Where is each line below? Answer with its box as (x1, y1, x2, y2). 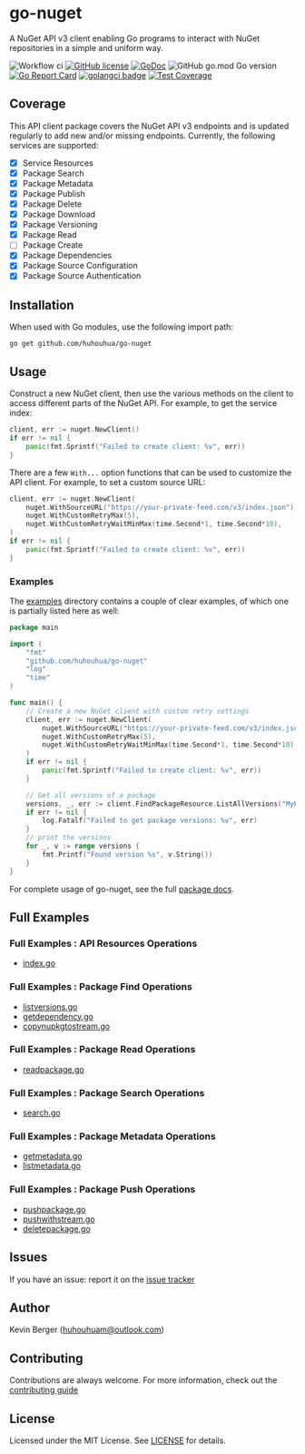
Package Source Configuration (22, 260, 138, 271)
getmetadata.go (22, 1151, 84, 1162)
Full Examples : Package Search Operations (9, 1086, 205, 1099)
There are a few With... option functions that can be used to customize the (9, 467, 292, 478)
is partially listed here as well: (9, 605, 120, 616)
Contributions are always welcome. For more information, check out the (9, 1375, 278, 1386)
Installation (9, 297, 74, 312)
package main (9, 623, 59, 632)
